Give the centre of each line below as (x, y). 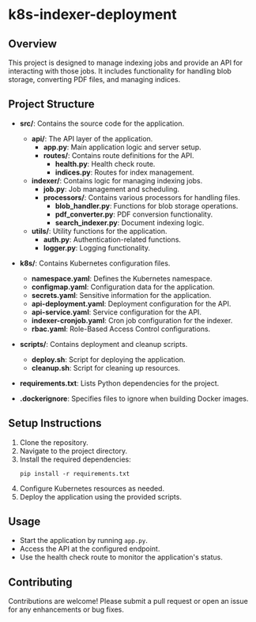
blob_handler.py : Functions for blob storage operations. (147, 205)
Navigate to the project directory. (73, 450)
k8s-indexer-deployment (92, 15)
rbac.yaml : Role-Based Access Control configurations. (121, 329)
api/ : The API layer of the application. (92, 138)
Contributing (40, 582)
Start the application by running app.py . (83, 541)
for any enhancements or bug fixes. (66, 609)
